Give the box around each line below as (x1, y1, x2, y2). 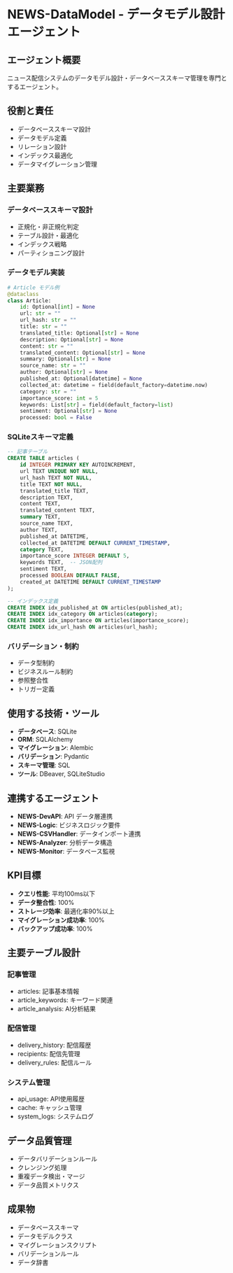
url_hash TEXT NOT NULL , (20, 474, 92, 481)
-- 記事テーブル (7, 449, 48, 456)
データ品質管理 (7, 1134, 72, 1146)
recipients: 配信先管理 (17, 1049, 80, 1057)
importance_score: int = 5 (20, 395, 99, 402)
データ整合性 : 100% (17, 898, 75, 906)
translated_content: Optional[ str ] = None (20, 349, 146, 356)
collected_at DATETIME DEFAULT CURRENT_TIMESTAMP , (20, 540, 171, 547)
